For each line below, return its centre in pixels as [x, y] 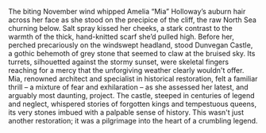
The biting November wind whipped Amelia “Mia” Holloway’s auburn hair [127, 11]
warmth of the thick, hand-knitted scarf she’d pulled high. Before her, [121, 36]
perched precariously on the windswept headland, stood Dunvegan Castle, [131, 45]
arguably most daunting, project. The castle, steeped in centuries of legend [132, 95]
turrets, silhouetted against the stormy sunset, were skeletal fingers [118, 62]
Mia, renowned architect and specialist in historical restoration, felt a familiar [133, 79]
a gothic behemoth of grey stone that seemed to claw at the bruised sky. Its [132, 53]
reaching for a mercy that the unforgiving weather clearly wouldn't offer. [126, 70]
